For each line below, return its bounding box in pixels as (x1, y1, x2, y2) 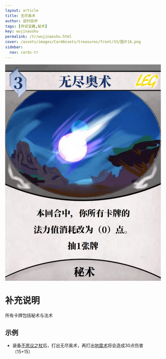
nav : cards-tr (9, 50, 39, 55)
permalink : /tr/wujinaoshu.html (5, 34, 72, 39)
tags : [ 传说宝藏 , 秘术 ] (5, 24, 47, 29)
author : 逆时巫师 (5, 18, 38, 23)
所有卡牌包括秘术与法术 (5, 312, 53, 318)
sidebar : (5, 45, 23, 50)
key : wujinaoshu (5, 29, 39, 34)
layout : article (5, 8, 39, 13)
